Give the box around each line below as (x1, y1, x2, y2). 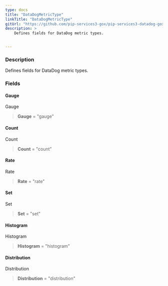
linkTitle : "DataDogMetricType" (5, 17, 72, 22)
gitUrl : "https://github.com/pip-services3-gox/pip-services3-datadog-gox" (5, 21, 166, 27)
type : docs (5, 7, 28, 13)
